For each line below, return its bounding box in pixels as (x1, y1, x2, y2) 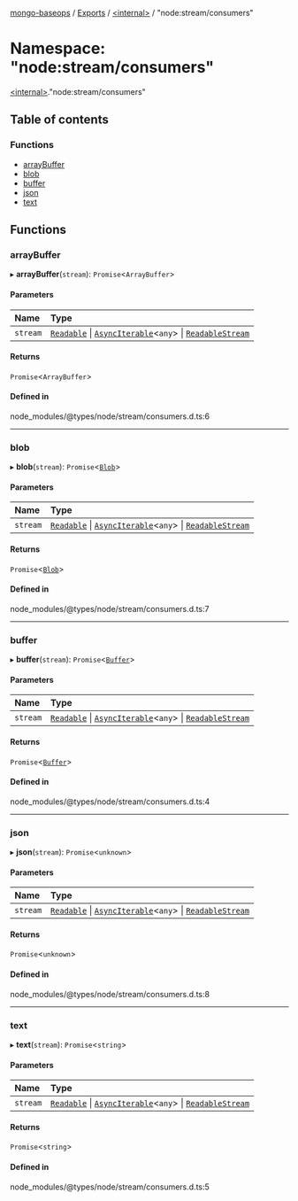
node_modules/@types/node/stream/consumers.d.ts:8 (10, 988, 210, 999)
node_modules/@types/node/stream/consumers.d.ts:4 (10, 796, 210, 807)
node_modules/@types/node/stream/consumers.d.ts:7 (10, 603, 210, 614)
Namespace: (10, 39, 106, 58)
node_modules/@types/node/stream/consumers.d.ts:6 (10, 411, 210, 422)
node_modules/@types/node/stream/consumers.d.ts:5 (10, 1182, 210, 1192)
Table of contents (10, 112, 109, 128)
